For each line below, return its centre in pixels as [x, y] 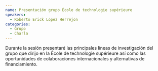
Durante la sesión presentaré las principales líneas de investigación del [79, 48]
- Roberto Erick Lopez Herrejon [44, 19]
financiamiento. [22, 64]
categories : [18, 24]
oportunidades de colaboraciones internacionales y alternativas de [75, 59]
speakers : [16, 15]
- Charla [19, 33]
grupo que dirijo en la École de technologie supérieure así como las [75, 53]
